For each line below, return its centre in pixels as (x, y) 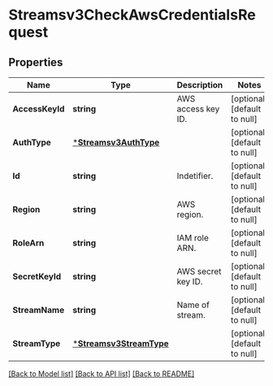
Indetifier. (195, 176)
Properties (36, 62)
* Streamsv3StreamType (121, 343)
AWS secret (199, 271)
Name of (193, 305)
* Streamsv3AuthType (116, 142)
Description (200, 85)
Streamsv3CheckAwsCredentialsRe (132, 15)
